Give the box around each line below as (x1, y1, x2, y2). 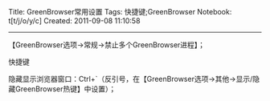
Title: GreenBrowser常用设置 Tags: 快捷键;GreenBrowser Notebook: (8, 7, 232, 16)
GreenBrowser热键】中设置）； (14, 84, 117, 94)
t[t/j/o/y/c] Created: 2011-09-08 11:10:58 (8, 16, 141, 26)
